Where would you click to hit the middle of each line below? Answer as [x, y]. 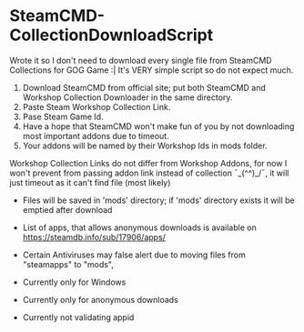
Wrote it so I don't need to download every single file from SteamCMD [141, 60]
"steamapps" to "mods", [68, 264]
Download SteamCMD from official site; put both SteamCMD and [144, 87]
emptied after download [67, 209]
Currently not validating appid [78, 317]
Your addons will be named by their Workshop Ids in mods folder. [145, 146]
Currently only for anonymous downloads [101, 299]
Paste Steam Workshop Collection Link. [96, 106]
